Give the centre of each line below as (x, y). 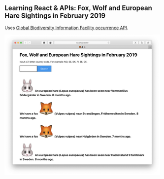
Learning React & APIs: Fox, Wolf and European (78, 8)
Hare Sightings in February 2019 (55, 16)
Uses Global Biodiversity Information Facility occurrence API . (66, 28)
